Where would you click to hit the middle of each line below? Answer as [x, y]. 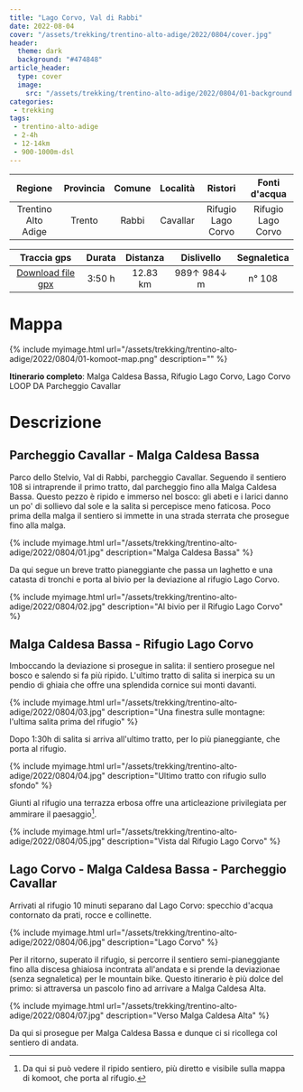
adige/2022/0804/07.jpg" [57, 1015]
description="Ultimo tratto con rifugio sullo [187, 776]
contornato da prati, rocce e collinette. [80, 915]
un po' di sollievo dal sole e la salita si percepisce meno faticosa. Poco [140, 505]
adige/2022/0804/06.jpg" [57, 942]
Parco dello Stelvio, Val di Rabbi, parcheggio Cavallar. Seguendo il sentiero [148, 477]
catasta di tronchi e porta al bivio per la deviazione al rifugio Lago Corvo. [145, 579]
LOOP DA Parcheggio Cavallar [65, 385]
